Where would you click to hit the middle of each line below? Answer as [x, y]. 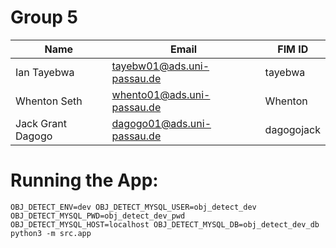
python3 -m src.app [51, 233]
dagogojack [292, 129]
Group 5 [44, 17]
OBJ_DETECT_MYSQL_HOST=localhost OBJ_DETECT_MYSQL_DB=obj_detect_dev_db [165, 224]
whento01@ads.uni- [161, 94]
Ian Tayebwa [45, 72]
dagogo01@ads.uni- [161, 123]
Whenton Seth [49, 101]
